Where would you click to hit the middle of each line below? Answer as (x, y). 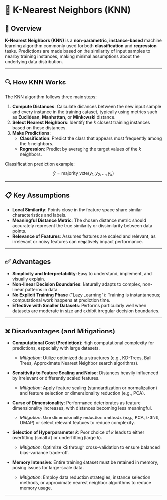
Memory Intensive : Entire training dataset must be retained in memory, (85, 462)
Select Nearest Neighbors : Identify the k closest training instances (81, 122)
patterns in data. (42, 290)
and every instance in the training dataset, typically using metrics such (85, 112)
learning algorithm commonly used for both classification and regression (81, 46)
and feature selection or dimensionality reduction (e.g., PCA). (82, 393)
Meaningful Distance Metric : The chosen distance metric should (79, 220)
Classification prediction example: (40, 164)
